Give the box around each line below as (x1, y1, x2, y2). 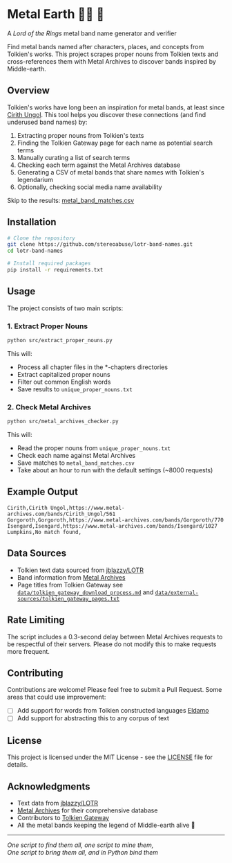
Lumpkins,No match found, (7, 528, 81, 535)
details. (7, 760, 28, 769)
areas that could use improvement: (7, 693, 106, 702)
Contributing (7, 667, 64, 679)
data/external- (155, 589, 199, 596)
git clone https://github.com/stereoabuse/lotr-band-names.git (7, 241, 193, 248)
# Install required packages (7, 260, 91, 267)
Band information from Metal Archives (17, 573, 126, 581)
